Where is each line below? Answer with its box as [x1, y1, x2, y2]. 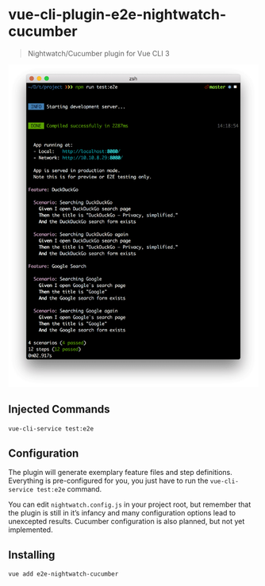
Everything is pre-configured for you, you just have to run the [8, 476, 209, 485]
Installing [8, 548, 56, 561]
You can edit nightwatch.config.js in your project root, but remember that [8, 500, 252, 509]
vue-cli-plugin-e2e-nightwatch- [8, 6, 227, 24]
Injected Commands [8, 403, 110, 416]
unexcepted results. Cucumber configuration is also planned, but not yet [8, 517, 245, 527]
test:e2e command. [36, 485, 102, 494]
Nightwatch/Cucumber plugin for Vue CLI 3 [27, 48, 170, 58]
